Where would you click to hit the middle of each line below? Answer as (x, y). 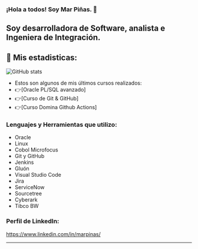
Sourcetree (28, 194)
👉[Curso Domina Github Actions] (56, 107)
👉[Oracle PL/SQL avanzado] (50, 90)
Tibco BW (27, 206)
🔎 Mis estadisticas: (42, 57)
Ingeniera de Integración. (53, 38)
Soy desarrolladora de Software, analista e (86, 28)
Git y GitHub (29, 156)
